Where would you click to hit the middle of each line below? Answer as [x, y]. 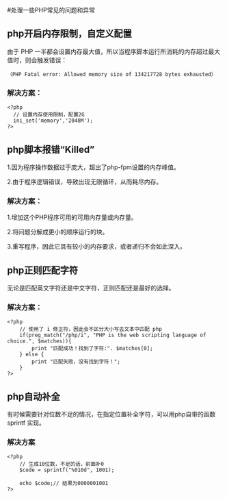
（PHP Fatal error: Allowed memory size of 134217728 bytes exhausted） [112, 74]
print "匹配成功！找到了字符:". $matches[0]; [92, 349]
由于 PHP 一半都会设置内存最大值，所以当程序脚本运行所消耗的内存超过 [108, 51]
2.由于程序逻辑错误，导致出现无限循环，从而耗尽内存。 [85, 182]
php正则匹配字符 [43, 270]
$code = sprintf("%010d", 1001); [67, 470]
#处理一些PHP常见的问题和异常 [51, 10]
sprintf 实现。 [26, 423]
